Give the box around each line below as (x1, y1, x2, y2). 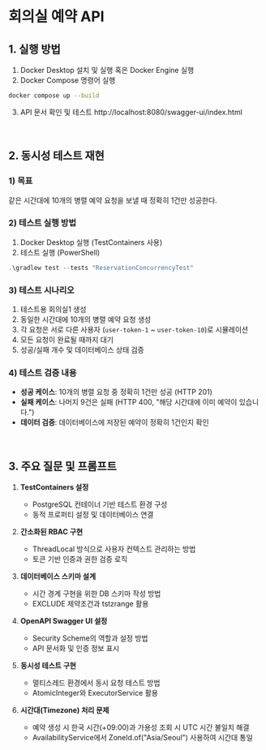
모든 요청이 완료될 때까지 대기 (19, 335, 114, 345)
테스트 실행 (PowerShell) (19, 247, 101, 257)
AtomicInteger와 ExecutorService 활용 (32, 688, 158, 698)
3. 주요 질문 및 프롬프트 (8, 459, 118, 473)
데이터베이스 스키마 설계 (19, 572, 97, 581)
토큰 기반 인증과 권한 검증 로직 (32, 555, 128, 564)
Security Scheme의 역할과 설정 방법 (32, 633, 148, 643)
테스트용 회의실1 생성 (19, 305, 87, 315)
